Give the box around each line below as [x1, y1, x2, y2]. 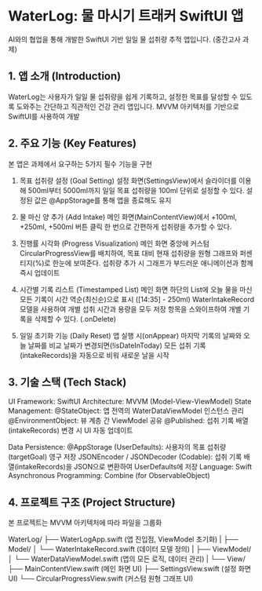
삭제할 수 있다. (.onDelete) [34, 314, 116, 323]
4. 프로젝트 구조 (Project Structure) [8, 495, 176, 509]
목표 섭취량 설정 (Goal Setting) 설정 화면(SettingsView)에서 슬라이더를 [19, 176, 238, 185]
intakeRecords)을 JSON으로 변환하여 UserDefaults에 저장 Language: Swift [16, 462, 253, 472]
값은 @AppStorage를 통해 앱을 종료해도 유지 [34, 195, 172, 205]
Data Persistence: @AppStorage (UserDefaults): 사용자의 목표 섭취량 [8, 443, 227, 452]
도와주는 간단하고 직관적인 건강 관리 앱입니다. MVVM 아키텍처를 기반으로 [16, 101, 239, 111]
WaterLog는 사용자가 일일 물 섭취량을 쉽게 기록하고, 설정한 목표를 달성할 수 [8, 92, 238, 101]
